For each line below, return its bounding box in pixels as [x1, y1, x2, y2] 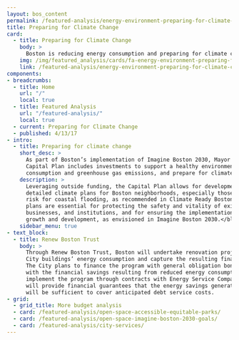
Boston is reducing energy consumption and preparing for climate [25, 51, 228, 58]
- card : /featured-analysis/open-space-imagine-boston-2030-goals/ [13, 315, 218, 323]
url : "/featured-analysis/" [19, 110, 103, 117]
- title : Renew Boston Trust [13, 236, 100, 243]
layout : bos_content [6, 10, 68, 18]
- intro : [6, 136, 33, 143]
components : [6, 70, 42, 77]
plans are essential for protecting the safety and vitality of [25, 202, 221, 210]
